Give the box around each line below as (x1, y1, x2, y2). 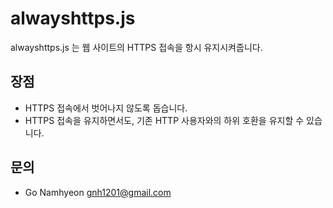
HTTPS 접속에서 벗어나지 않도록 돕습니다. (24, 102, 188, 114)
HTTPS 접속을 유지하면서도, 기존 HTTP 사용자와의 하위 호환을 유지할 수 (24, 114, 305, 126)
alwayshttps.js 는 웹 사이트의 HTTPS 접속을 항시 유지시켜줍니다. (10, 41, 263, 53)
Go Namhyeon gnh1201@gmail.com (24, 186, 172, 198)
